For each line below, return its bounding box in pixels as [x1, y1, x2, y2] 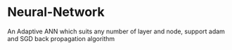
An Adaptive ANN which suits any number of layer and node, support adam [7, 27, 225, 35]
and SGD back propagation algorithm [7, 34, 115, 42]
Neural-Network [7, 4, 105, 20]
